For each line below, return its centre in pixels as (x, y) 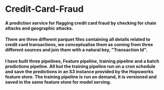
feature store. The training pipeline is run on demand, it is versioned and (81, 77)
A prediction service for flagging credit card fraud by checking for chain (81, 23)
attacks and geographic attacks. (39, 28)
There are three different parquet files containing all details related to (78, 39)
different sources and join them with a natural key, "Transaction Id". (76, 50)
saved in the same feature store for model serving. (58, 82)
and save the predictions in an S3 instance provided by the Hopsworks (79, 71)
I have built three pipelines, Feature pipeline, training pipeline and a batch (82, 61)
